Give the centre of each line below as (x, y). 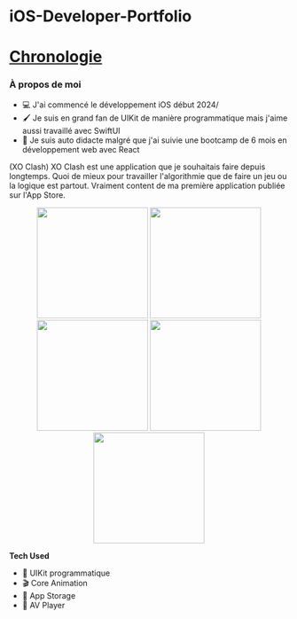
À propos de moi (45, 84)
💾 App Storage (49, 595)
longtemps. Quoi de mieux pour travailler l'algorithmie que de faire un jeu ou (148, 176)
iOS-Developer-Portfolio (101, 16)
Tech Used (30, 555)
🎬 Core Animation (55, 583)
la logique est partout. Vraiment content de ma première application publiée (147, 185)
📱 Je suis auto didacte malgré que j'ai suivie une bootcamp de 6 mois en (154, 140)
